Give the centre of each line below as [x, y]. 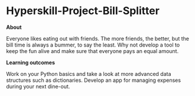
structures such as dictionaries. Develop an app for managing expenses [94, 80]
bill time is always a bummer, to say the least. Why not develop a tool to [93, 45]
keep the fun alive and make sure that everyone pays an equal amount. [92, 51]
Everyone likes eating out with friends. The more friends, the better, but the [97, 38]
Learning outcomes [30, 62]
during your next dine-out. [38, 86]
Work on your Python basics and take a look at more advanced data [89, 74]
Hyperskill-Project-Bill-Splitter [83, 11]
